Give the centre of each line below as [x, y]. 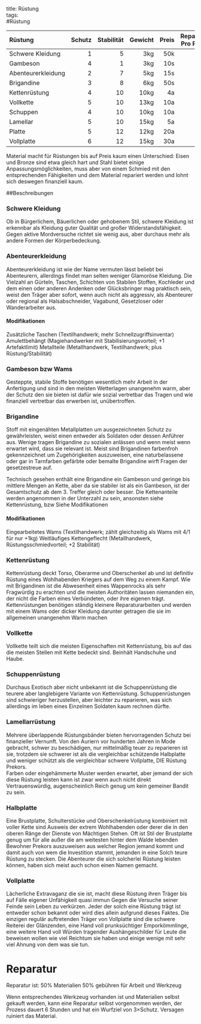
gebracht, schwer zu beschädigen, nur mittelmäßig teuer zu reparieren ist [97, 748]
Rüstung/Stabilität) [29, 353]
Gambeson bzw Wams [39, 369]
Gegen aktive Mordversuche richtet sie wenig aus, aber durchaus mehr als [98, 234]
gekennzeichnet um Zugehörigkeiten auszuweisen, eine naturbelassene [95, 455]
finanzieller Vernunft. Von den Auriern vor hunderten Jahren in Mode [91, 741]
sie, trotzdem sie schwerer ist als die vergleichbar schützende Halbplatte [96, 754]
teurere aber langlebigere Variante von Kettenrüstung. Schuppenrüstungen [98, 694]
